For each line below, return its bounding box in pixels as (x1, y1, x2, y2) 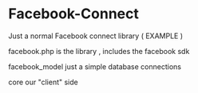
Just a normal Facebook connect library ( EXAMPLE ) (8, 31, 184, 41)
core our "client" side (8, 77, 78, 87)
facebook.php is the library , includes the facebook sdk (8, 46, 190, 56)
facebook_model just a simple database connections (8, 61, 182, 72)
